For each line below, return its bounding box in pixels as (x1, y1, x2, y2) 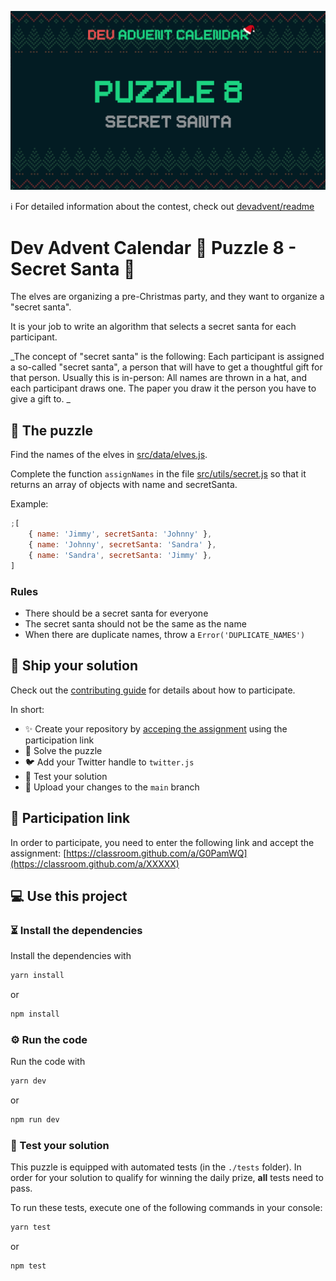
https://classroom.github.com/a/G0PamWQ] (66, 847, 248, 859)
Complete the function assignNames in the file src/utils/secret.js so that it (10, 468, 307, 480)
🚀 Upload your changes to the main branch (24, 781, 200, 793)
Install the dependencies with (10, 950, 132, 962)
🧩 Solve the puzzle (24, 744, 103, 756)
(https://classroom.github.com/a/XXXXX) (10, 857, 180, 870)
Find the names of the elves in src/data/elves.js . (10, 449, 208, 461)
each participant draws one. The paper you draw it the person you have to (10, 382, 317, 395)
